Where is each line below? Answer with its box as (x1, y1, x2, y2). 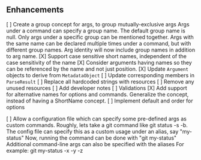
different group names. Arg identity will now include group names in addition (6, 46, 196, 53)
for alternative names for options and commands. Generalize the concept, (6, 90, 189, 98)
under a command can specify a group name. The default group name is (6, 27, 186, 34)
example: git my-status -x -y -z (6, 147, 83, 154)
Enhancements (6, 5, 64, 15)
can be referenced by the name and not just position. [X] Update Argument (6, 65, 189, 73)
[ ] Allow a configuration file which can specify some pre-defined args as (6, 115, 187, 122)
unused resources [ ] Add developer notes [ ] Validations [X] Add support (6, 84, 187, 92)
